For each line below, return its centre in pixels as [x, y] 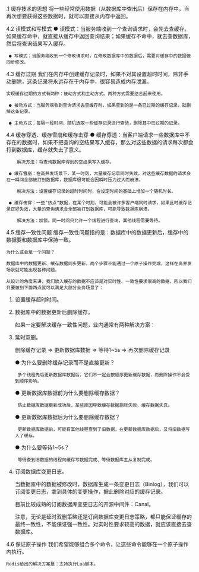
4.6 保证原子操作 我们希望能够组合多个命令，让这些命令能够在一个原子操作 [97, 544]
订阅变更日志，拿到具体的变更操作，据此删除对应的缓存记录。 [90, 492]
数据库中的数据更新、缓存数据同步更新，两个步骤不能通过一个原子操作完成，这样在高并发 [99, 263]
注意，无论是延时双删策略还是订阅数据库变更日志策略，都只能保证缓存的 [103, 517]
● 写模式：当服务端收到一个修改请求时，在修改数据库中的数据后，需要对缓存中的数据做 [100, 56]
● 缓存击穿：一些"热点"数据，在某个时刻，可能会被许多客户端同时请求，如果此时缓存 [98, 203]
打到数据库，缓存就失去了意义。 [45, 150]
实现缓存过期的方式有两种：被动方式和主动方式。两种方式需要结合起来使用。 [86, 94]
